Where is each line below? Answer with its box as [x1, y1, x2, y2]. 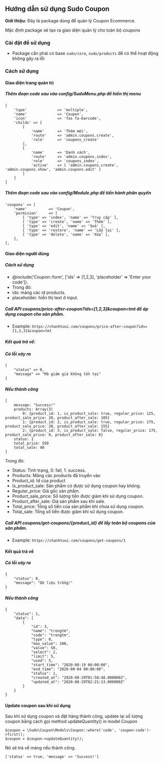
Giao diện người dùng [5, 251, 50, 257]
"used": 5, [31, 658, 54, 663]
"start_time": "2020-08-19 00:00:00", [31, 662, 110, 667]
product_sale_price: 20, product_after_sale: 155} [5, 424, 110, 429]
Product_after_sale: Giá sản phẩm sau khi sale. [12, 498, 106, 504]
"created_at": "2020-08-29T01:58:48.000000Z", [31, 675, 127, 680]
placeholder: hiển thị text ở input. [12, 295, 79, 301]
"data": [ [14, 616, 34, 621]
